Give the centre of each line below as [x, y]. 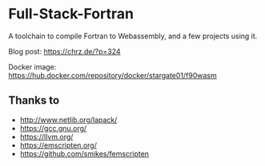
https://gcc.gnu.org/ [53, 128]
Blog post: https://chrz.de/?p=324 [65, 51]
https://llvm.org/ [46, 136]
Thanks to [34, 101]
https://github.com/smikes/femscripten [84, 153]
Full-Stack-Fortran [71, 14]
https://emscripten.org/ [58, 145]
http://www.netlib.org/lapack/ [68, 120]
